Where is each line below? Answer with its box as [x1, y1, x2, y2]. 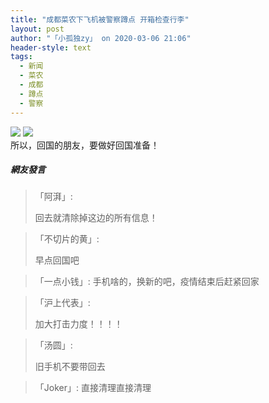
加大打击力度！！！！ [34, 318, 123, 330]
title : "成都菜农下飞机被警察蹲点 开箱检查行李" [10, 14, 190, 25]
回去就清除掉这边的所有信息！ [34, 212, 158, 224]
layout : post [10, 24, 65, 34]
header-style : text [10, 42, 92, 53]
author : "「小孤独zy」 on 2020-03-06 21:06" [10, 33, 192, 43]
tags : [10, 52, 33, 62]
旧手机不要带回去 [34, 361, 106, 373]
